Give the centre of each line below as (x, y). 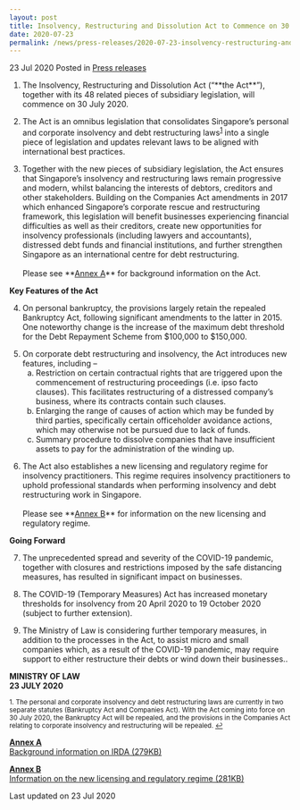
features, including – (60, 363)
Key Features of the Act (54, 291)
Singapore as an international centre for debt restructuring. (130, 254)
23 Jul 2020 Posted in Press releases (78, 68)
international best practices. (74, 151)
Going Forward (37, 540)
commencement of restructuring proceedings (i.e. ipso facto (147, 382)
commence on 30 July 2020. (75, 105)
